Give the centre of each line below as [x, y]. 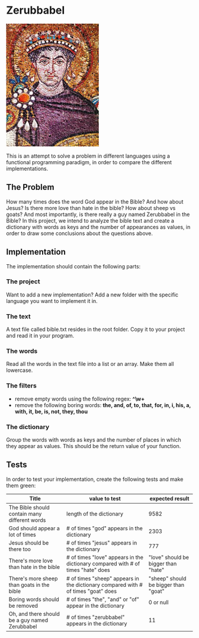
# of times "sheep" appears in [102, 578]
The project [23, 282]
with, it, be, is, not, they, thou [51, 411]
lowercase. [20, 370]
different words [27, 520]
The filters [21, 386]
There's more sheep [33, 578]
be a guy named [28, 620]
